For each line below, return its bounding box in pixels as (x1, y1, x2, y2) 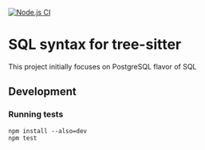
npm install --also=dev (8, 127, 88, 135)
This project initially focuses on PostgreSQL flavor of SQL (8, 61, 197, 71)
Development (8, 85, 77, 99)
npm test (8, 134, 37, 142)
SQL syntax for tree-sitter (8, 36, 182, 53)
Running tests (8, 109, 64, 120)
